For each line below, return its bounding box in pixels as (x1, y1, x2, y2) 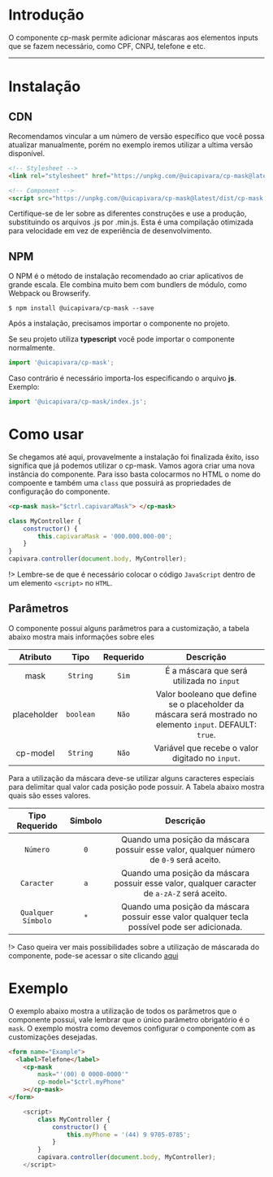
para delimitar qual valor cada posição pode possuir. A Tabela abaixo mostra (8, 782, 265, 791)
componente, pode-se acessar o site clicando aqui (8, 950, 179, 961)
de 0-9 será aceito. (149, 854, 221, 865)
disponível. (8, 148, 45, 158)
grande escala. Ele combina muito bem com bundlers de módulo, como (8, 280, 248, 290)
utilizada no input (172, 675, 240, 687)
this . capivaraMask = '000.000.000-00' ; (37, 532, 173, 540)
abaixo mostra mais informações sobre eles (8, 632, 154, 642)
